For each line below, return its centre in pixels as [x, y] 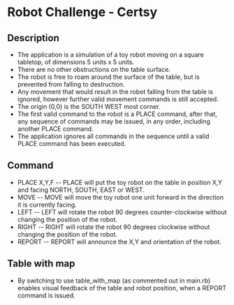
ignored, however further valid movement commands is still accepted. [118, 99]
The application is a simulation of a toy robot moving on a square [110, 54]
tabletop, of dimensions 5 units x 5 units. [76, 62]
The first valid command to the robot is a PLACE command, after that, [117, 114]
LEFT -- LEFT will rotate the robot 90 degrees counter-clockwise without [122, 212]
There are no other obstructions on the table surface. [94, 69]
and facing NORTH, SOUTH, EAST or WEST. [81, 190]
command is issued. [46, 295]
